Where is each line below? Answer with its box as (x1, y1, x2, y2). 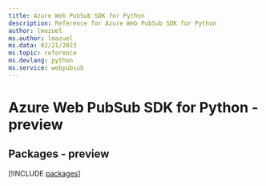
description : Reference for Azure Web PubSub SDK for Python (8, 19, 217, 27)
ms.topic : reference (8, 49, 78, 57)
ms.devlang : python (8, 57, 74, 65)
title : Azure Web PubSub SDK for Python (8, 11, 146, 20)
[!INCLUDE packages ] (8, 168, 81, 178)
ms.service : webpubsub (8, 64, 84, 72)
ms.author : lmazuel (8, 34, 74, 42)
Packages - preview (8, 148, 110, 161)
